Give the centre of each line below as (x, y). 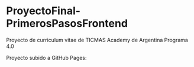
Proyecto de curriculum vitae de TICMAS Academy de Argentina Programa (97, 40)
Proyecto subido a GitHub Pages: (46, 58)
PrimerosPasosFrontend (67, 23)
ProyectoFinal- (43, 11)
